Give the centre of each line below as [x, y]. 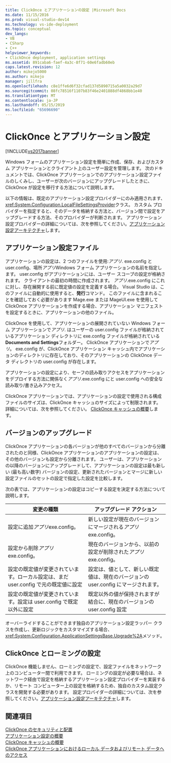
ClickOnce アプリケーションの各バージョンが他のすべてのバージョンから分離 [85, 446]
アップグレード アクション [125, 509]
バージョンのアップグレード [49, 433]
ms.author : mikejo [25, 77]
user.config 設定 [108, 609]
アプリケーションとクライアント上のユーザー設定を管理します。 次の [82, 168]
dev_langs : [17, 34]
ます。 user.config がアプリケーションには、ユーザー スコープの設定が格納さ [85, 274]
